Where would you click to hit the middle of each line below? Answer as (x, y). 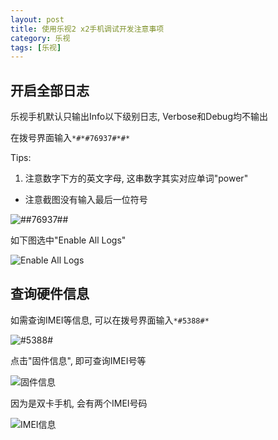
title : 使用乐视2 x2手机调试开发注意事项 (87, 29)
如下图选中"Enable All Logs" (68, 240)
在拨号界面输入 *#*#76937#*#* (70, 138)
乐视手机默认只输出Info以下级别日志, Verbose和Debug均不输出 (139, 117)
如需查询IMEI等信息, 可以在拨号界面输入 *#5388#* (110, 320)
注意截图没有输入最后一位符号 (86, 200)
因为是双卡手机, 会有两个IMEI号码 (79, 403)
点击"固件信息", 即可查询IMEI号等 (78, 360)
